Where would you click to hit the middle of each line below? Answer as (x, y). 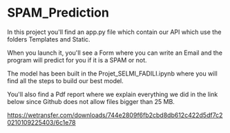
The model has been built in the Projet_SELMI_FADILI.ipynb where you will (112, 73)
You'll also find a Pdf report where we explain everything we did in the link (113, 94)
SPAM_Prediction (58, 13)
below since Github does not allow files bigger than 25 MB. (91, 101)
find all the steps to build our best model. (66, 80)
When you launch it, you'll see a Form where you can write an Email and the (115, 53)
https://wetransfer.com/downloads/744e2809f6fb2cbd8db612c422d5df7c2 (115, 115)
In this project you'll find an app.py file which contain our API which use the (114, 32)
